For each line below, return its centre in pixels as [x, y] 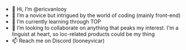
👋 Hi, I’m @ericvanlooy [39, 9]
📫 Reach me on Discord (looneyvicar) [58, 41]
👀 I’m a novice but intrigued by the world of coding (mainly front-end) [96, 15]
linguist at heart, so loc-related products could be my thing [83, 34]
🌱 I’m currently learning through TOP [56, 21]
